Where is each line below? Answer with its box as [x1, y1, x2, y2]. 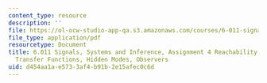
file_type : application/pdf [8, 33, 102, 42]
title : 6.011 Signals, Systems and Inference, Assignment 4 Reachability [8, 48, 258, 56]
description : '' [8, 19, 62, 27]
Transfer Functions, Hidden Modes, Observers [15, 56, 169, 64]
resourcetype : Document [8, 41, 87, 49]
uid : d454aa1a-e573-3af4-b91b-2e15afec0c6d [8, 63, 155, 71]
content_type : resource [8, 11, 87, 20]
